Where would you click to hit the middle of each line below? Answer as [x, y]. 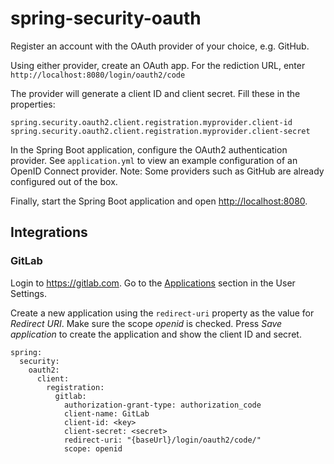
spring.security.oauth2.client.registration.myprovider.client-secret [160, 131]
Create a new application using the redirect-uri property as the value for [162, 313]
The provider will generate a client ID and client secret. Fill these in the [155, 93]
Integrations [49, 232]
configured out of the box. [64, 181]
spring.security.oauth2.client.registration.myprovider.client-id [151, 122]
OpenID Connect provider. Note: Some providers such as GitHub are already [167, 171]
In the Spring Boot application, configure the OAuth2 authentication [149, 149]
